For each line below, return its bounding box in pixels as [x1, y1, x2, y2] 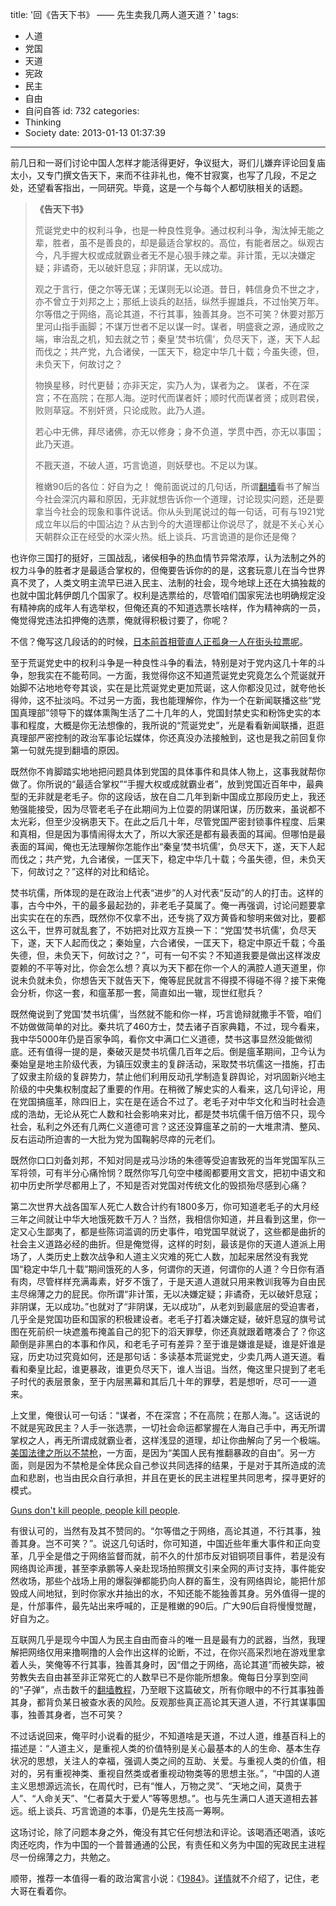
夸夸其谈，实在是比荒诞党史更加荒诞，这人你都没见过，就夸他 [62, 682, 317, 693]
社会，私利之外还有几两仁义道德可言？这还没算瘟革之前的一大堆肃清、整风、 [10, 1121, 326, 1132]
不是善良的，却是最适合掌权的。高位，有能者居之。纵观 [87, 237, 316, 248]
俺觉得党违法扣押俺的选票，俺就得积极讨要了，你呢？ [10, 614, 230, 626]
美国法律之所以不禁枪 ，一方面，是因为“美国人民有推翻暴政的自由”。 [10, 1447, 290, 1458]
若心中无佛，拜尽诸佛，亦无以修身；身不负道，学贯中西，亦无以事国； [34, 426, 325, 437]
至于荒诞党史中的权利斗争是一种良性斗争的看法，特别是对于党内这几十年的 [10, 657, 317, 668]
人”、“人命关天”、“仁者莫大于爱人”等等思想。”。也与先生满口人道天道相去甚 [10, 1793, 318, 1804]
